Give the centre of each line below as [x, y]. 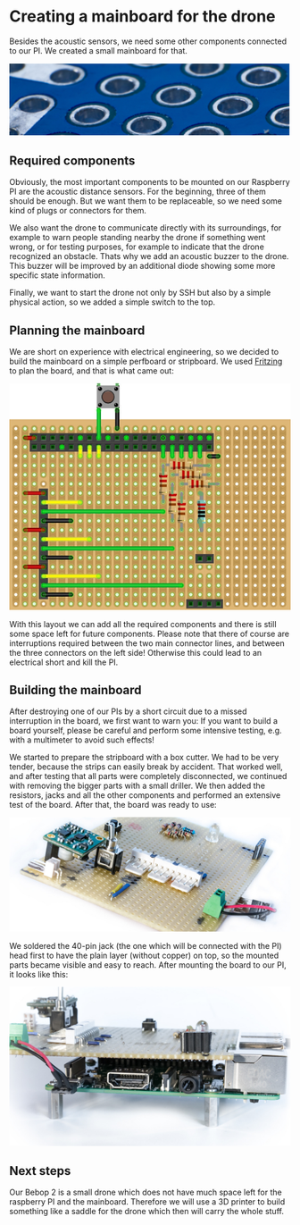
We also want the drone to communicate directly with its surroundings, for [146, 228]
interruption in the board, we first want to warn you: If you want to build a [144, 721]
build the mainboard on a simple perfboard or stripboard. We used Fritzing [146, 361]
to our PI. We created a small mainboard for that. [98, 50]
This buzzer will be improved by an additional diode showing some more [142, 266]
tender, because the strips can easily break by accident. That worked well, [146, 767]
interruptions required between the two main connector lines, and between [147, 643]
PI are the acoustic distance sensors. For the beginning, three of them [137, 192]
